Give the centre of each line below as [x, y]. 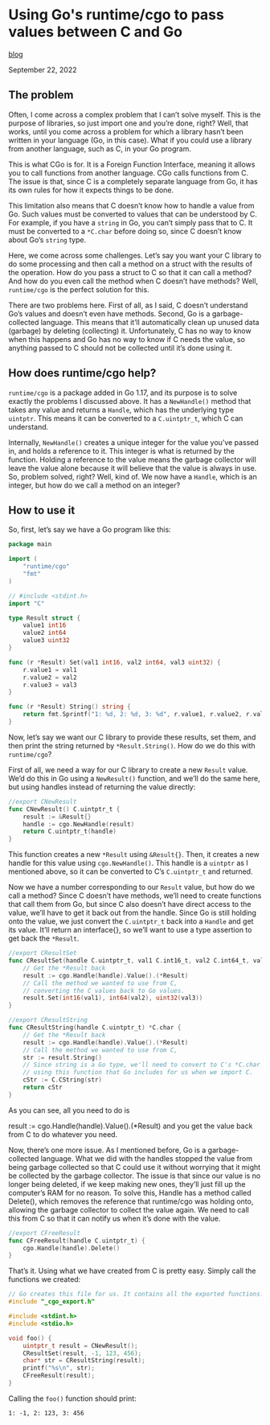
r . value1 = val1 [50, 669]
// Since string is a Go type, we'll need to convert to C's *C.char [142, 1065]
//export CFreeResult [45, 1233]
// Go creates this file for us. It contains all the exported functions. [136, 1294]
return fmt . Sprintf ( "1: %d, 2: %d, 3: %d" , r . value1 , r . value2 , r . [138, 715]
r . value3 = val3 [50, 685]
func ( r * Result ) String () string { [70, 707]
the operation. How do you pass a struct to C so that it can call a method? [130, 272]
